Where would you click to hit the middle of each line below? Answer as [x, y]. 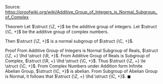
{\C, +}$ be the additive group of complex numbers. [57, 32]
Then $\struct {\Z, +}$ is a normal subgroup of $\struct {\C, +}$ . [69, 41]
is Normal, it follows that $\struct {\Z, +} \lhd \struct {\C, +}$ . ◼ [68, 76]
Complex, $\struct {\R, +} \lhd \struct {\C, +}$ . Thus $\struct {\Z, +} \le [75, 61]
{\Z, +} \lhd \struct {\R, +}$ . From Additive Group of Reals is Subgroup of [78, 56]
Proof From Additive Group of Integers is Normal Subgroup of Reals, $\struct [81, 50]
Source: [13, 7]
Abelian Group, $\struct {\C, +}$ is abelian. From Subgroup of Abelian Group [81, 71]
